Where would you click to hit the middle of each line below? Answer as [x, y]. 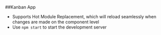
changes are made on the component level [56, 22]
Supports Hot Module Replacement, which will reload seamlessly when [84, 17]
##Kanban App [20, 7]
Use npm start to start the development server [59, 27]
